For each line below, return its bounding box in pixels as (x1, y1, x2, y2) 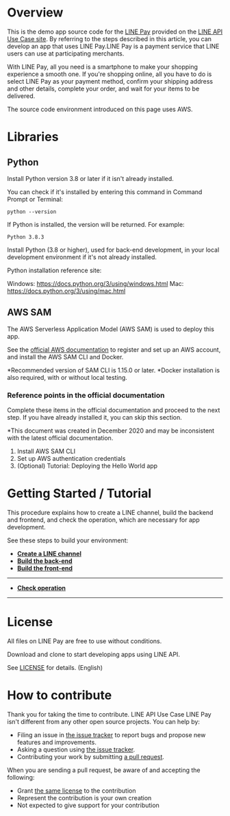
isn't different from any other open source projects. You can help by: (7, 717, 201, 725)
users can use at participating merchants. (7, 49, 125, 58)
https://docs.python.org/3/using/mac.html (7, 287, 126, 295)
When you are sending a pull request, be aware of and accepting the (7, 766, 201, 774)
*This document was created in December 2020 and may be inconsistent (7, 427, 214, 435)
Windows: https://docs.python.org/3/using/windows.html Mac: (7, 279, 184, 287)
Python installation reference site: (7, 266, 102, 274)
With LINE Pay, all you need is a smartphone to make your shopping (7, 62, 199, 71)
